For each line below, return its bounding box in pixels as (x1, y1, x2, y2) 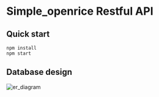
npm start (6, 50, 32, 56)
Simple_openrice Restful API (6, 4, 154, 18)
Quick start (6, 29, 50, 39)
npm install (6, 45, 37, 51)
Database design (6, 67, 72, 77)
